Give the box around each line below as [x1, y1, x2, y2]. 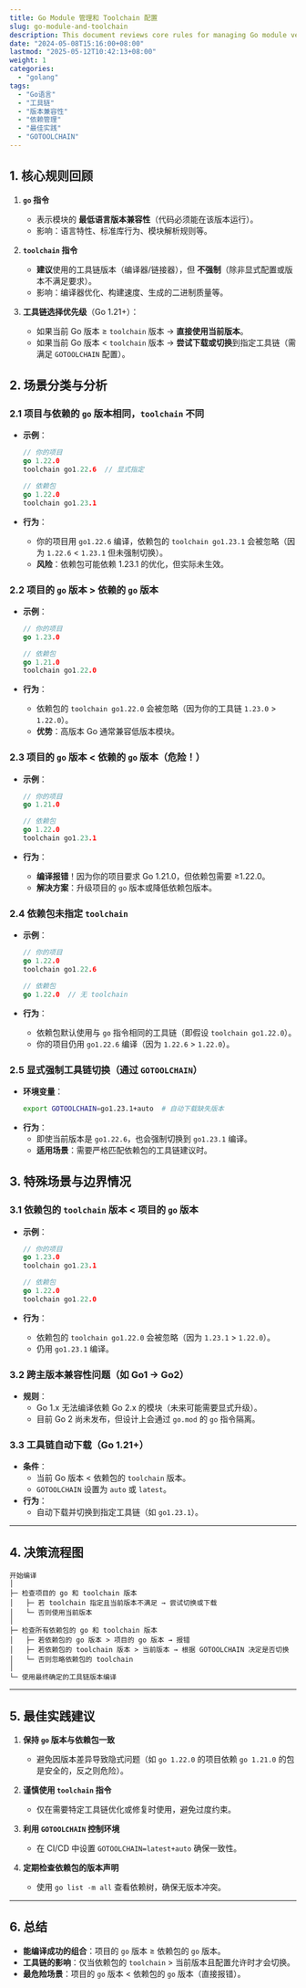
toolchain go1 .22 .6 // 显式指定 [22, 465, 145, 475]
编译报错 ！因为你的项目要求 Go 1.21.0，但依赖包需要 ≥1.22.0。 [36, 870, 270, 881]
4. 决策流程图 [9, 1544, 84, 1560]
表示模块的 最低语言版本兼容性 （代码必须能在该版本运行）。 [36, 214, 259, 225]
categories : [9, 65, 55, 74]
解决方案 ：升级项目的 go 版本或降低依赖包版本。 [36, 882, 217, 893]
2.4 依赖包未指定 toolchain [9, 907, 129, 920]
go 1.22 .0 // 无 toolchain [22, 990, 128, 999]
